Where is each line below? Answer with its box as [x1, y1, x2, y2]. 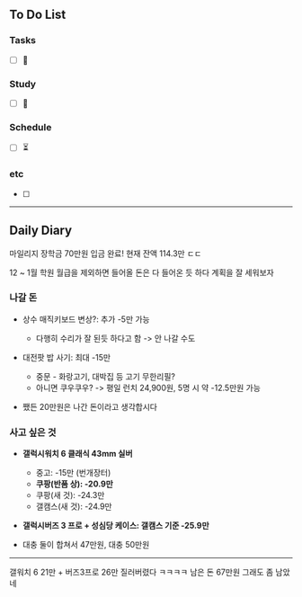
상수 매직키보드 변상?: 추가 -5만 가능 [22, 314, 150, 325]
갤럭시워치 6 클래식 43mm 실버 [22, 449, 133, 459]
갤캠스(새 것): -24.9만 [35, 501, 112, 512]
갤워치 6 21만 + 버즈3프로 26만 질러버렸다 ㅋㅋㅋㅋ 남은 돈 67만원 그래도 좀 [9, 566, 274, 578]
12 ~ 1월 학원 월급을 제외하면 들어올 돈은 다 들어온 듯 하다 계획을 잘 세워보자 [9, 267, 274, 278]
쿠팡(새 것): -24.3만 [35, 490, 105, 501]
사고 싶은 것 [9, 426, 57, 439]
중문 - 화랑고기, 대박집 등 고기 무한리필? [35, 370, 175, 381]
